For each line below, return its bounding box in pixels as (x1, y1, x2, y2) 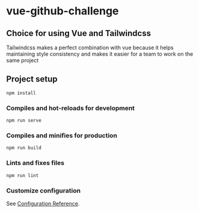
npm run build (6, 145, 42, 151)
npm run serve (6, 118, 42, 124)
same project (6, 57, 39, 64)
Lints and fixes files (6, 159, 65, 167)
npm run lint (6, 172, 39, 178)
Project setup (6, 74, 58, 85)
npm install (6, 90, 36, 96)
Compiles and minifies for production (6, 131, 117, 140)
